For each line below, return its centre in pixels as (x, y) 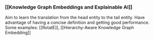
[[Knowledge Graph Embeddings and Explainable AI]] (69, 7)
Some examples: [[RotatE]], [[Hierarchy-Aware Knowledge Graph (70, 28)
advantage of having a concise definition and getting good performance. (77, 22)
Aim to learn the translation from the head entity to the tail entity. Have (75, 18)
